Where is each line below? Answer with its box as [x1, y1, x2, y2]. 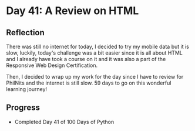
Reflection [6, 28, 45, 38]
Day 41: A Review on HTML [6, 4, 139, 18]
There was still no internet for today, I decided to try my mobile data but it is [6, 43, 189, 50]
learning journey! [6, 86, 48, 92]
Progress [6, 103, 40, 113]
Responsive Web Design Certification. [6, 62, 98, 69]
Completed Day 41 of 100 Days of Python [14, 118, 115, 125]
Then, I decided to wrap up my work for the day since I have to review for [6, 73, 184, 80]
